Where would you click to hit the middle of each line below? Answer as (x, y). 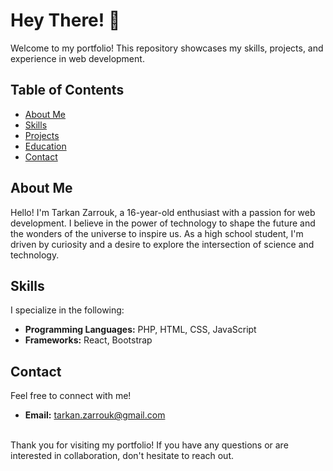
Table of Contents (67, 90)
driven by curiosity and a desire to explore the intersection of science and (162, 244)
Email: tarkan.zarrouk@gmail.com (95, 415)
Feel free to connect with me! (71, 396)
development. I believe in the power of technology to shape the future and (163, 223)
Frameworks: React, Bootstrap (88, 340)
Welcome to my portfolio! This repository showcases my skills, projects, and (167, 48)
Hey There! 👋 (65, 20)
